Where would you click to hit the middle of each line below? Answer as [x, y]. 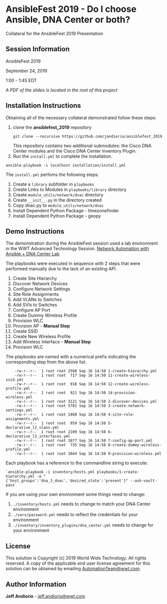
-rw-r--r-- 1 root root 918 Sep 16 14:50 [60, 384]
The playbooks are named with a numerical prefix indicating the [71, 357]
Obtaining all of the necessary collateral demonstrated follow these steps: [81, 117]
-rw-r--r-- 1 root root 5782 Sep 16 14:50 [60, 406]
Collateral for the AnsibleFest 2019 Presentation [54, 33]
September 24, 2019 [27, 71]
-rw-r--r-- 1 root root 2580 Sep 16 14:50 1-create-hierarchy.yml [86, 371]
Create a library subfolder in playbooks [53, 184]
